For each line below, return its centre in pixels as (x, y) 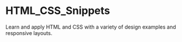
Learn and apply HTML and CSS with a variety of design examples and (91, 27)
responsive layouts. (29, 33)
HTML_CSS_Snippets (58, 11)
